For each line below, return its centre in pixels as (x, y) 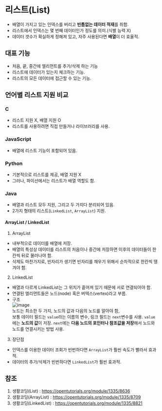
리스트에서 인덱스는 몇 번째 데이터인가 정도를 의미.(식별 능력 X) (72, 30)
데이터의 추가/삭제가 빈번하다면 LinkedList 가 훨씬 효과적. (67, 362)
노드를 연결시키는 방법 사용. (38, 329)
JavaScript (18, 139)
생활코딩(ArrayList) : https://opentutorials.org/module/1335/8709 (76, 397)
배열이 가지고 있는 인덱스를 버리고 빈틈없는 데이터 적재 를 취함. (70, 24)
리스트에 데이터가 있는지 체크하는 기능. (48, 72)
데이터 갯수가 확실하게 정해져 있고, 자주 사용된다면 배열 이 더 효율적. (76, 36)
